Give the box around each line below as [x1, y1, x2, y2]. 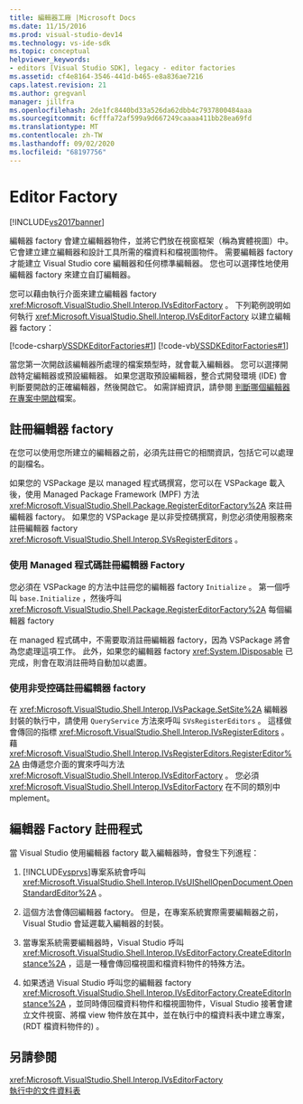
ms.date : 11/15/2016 [9, 22, 87, 31]
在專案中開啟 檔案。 [9, 392, 81, 403]
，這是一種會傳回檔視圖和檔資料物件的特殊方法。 [68, 958, 251, 968]
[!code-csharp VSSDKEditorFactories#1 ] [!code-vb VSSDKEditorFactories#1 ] [9, 340, 289, 351]
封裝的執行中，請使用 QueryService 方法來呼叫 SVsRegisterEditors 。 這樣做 [9, 715, 292, 725]
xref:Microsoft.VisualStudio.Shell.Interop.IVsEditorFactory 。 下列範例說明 [9, 299, 283, 310]
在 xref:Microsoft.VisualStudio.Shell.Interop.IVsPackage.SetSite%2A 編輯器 [9, 704, 289, 715]
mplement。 [9, 792, 55, 803]
